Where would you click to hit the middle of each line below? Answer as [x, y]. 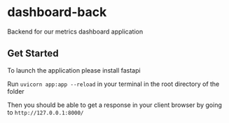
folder [16, 91]
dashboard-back [57, 12]
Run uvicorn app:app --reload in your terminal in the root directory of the [113, 84]
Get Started [33, 53]
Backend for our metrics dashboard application [75, 31]
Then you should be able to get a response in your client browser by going [114, 105]
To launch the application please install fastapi [74, 70]
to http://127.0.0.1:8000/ [46, 112]
